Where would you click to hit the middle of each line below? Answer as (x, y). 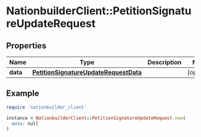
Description (165, 62)
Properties (26, 46)
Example (23, 94)
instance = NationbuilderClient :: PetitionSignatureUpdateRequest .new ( (96, 118)
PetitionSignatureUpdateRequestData (87, 72)
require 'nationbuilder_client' (46, 107)
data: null (25, 123)
